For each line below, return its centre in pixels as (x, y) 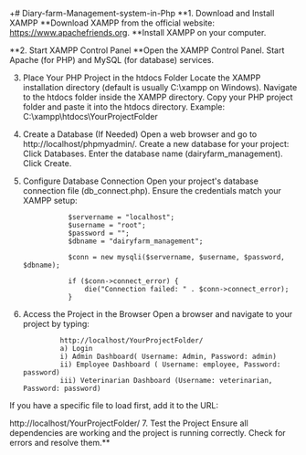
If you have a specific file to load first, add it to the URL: (114, 405)
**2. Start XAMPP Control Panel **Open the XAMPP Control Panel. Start (147, 50)
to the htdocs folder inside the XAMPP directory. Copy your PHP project (158, 97)
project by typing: (56, 324)
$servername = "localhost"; (121, 217)
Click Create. (47, 163)
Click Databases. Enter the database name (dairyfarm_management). (153, 153)
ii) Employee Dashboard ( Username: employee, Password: (170, 365)
